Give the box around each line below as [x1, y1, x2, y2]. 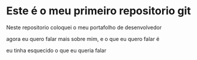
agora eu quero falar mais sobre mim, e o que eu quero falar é [6, 35, 160, 42]
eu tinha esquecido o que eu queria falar [6, 46, 107, 54]
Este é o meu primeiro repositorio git [6, 4, 191, 18]
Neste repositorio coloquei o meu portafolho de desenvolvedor [6, 24, 162, 31]
